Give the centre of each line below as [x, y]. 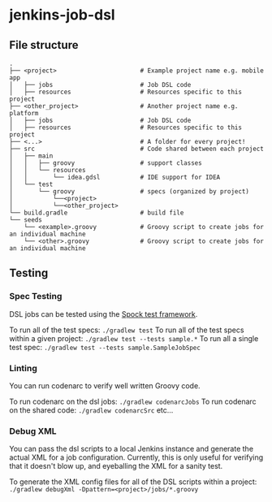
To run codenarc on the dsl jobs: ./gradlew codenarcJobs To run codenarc [133, 401]
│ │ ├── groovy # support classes [106, 163]
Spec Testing [36, 296]
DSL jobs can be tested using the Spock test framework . [104, 314]
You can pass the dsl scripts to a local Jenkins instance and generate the [132, 449]
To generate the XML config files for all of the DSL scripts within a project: [133, 482]
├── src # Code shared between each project [137, 149]
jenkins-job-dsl [63, 15]
